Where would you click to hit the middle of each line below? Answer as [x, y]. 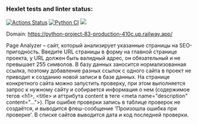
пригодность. [23, 52]
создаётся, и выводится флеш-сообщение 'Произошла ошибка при [92, 109]
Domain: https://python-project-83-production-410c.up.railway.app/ [90, 34]
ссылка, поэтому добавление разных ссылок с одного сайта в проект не [99, 71]
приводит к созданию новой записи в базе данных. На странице [88, 77]
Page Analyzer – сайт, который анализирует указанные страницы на [92, 46]
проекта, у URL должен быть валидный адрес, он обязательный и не [93, 58]
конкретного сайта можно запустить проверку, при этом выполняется [96, 83]
